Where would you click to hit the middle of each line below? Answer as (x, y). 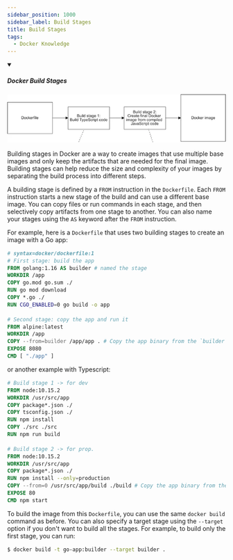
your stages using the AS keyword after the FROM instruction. (92, 218)
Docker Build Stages (37, 81)
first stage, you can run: (41, 536)
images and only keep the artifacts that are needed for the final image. (107, 161)
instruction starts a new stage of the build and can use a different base (108, 197)
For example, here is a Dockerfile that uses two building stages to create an (116, 232)
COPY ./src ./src (32, 427)
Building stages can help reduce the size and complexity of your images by (114, 168)
